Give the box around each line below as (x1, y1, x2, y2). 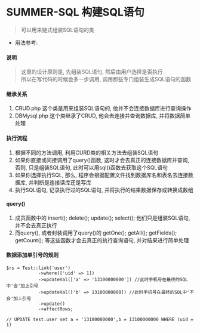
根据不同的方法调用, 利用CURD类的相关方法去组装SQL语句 (14, 149, 159, 156)
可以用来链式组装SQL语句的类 (20, 26, 94, 33)
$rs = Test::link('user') (6, 265, 70, 271)
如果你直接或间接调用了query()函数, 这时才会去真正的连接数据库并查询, (14, 156, 190, 164)
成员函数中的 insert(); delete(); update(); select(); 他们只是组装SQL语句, (14, 214, 190, 221)
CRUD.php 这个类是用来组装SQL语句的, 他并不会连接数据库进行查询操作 (14, 105, 192, 112)
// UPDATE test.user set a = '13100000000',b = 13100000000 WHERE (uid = (6, 316, 194, 322)
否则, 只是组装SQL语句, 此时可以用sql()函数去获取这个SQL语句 (14, 164, 168, 171)
